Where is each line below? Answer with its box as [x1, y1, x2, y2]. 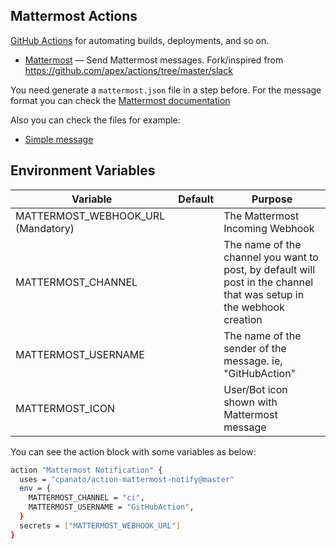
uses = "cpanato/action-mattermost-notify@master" [19, 474, 235, 484]
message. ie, [223, 354, 283, 368]
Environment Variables [10, 162, 156, 179]
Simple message [24, 133, 94, 145]
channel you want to [223, 250, 319, 264]
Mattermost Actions [10, 8, 138, 25]
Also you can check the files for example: [10, 114, 181, 126]
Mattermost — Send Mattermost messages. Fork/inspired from [24, 54, 284, 66]
